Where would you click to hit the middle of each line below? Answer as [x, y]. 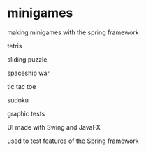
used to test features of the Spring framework [73, 141]
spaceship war [29, 73]
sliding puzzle [27, 59]
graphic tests [26, 113]
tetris [15, 46]
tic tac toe [22, 86]
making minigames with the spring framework [73, 32]
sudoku [18, 100]
